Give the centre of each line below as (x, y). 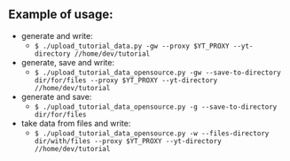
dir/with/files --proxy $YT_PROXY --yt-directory (128, 141)
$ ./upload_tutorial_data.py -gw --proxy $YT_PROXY (132, 46)
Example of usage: (61, 15)
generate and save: (56, 96)
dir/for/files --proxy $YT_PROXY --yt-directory (126, 80)
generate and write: (57, 35)
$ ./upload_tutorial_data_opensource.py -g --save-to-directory (156, 107)
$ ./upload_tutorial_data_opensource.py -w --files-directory (152, 133)
